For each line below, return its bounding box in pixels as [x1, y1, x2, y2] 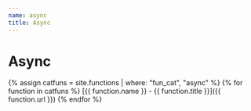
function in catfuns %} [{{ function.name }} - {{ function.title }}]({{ [8, 87, 221, 96]
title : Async [8, 19, 51, 27]
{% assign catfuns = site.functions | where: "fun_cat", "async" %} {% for [8, 78, 243, 88]
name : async [8, 11, 47, 20]
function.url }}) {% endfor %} [8, 95, 103, 104]
